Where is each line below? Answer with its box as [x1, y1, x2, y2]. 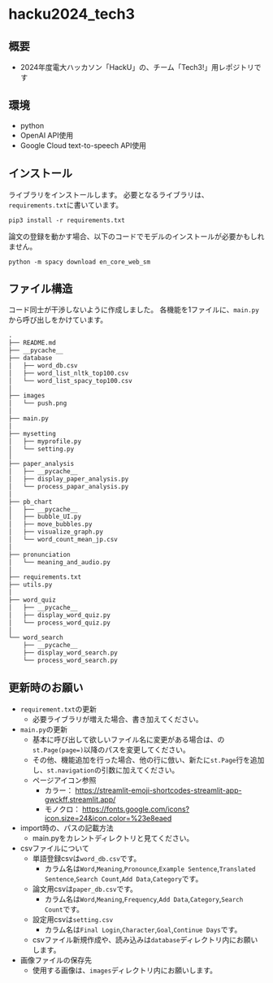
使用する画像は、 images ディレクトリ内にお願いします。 [32, 965, 218, 975]
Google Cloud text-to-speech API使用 [19, 140, 146, 150]
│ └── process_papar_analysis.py [8, 482, 129, 490]
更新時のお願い [8, 681, 84, 695]
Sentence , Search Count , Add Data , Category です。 [44, 873, 203, 883]
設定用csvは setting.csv [32, 914, 114, 924]
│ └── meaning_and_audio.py [8, 558, 111, 566]
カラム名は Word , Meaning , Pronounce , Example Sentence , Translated [44, 863, 256, 873]
